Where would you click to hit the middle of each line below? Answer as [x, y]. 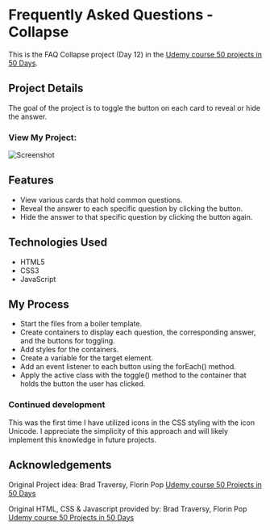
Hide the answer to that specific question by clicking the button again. [136, 217]
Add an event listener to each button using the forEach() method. [128, 367]
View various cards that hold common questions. [101, 200]
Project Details [46, 88]
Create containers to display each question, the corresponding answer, [138, 332]
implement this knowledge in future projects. [83, 440]
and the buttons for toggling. [67, 341]
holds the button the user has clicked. [83, 384]
